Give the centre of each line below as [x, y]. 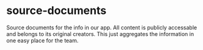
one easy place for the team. [42, 40]
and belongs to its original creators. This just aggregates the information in [100, 34]
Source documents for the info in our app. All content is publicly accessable [102, 27]
